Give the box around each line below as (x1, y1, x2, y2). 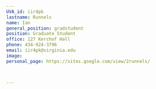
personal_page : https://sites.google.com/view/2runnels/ (6, 58, 151, 64)
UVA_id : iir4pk (6, 8, 44, 15)
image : (6, 53, 23, 59)
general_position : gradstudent (6, 25, 84, 31)
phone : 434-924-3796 (6, 42, 58, 48)
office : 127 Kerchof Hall (6, 36, 70, 42)
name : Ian (6, 20, 31, 26)
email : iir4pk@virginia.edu (6, 47, 76, 53)
